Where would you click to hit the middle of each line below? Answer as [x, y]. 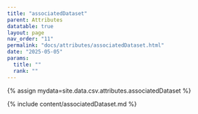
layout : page [26, 33]
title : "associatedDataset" [47, 13]
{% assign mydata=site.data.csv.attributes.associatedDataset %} [99, 91]
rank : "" [26, 71]
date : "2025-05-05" [35, 52]
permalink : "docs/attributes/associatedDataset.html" [86, 45]
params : [18, 58]
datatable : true [30, 26]
